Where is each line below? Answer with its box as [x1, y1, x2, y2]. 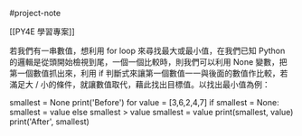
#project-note [9, 8, 61, 18]
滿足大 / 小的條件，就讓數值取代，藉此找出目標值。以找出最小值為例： [9, 79, 270, 89]
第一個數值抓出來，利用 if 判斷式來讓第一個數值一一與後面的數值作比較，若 [9, 68, 288, 78]
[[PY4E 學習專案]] [9, 26, 75, 37]
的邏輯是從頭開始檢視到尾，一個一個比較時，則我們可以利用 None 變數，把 [9, 57, 288, 67]
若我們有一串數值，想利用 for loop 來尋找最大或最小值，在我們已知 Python [9, 45, 286, 56]
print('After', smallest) [9, 116, 90, 127]
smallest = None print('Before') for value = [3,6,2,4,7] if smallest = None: [9, 97, 279, 107]
